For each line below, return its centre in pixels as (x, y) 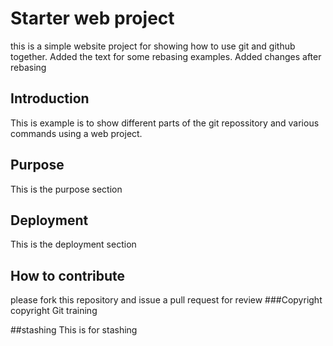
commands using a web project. (76, 133)
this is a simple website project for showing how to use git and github (153, 46)
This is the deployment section (73, 244)
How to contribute (68, 275)
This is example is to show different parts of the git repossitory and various (165, 123)
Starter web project (92, 18)
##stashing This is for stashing (74, 330)
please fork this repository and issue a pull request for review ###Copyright (166, 300)
